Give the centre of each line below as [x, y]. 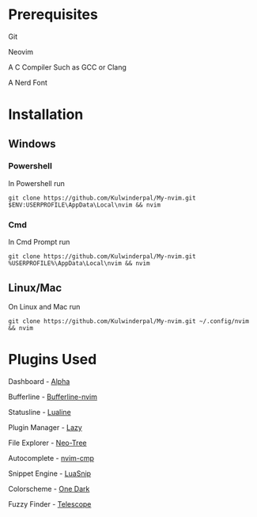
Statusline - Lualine [40, 412]
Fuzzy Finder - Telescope [50, 504]
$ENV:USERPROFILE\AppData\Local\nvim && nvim [84, 205]
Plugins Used [53, 360]
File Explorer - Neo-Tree [47, 443]
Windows [32, 144]
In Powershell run [36, 183]
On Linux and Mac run [44, 306]
